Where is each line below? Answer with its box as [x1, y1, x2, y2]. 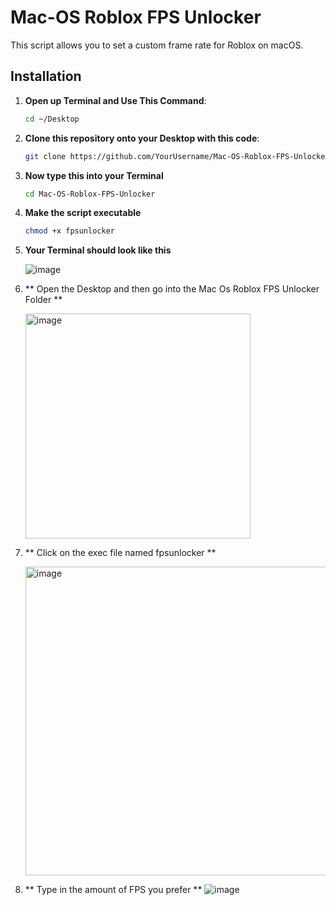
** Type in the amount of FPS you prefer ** [24, 884, 203, 896]
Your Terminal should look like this [24, 244, 172, 256]
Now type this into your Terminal [24, 169, 164, 181]
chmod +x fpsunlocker [24, 226, 115, 236]
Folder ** [24, 294, 63, 306]
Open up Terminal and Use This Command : [24, 94, 207, 106]
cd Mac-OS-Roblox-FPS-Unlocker [24, 189, 156, 199]
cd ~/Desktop [24, 114, 80, 124]
